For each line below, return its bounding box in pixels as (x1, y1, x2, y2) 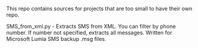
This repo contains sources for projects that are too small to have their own (6, 5, 193, 12)
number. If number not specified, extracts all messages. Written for (6, 29, 173, 36)
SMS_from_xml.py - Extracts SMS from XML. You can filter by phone (6, 23, 176, 30)
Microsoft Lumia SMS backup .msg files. (6, 36, 107, 42)
